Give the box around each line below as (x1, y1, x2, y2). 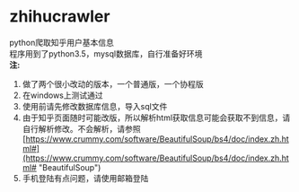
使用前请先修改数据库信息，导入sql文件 (22, 100, 168, 111)
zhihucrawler (9, 6, 110, 27)
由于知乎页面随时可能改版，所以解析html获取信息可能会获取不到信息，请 (22, 112, 291, 123)
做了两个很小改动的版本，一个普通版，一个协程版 (22, 78, 204, 89)
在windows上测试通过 (22, 90, 103, 100)
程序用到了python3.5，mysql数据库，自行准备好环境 (9, 48, 203, 59)
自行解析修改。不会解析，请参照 (22, 123, 141, 134)
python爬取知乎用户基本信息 (9, 37, 114, 48)
